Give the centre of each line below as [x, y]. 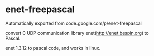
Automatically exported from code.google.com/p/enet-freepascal [73, 23]
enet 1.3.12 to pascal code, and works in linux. [53, 48]
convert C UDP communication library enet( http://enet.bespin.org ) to [77, 33]
